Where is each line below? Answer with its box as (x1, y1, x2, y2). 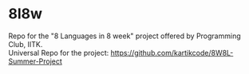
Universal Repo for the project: (8, 48, 109, 57)
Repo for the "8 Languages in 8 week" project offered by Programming (8, 31, 241, 41)
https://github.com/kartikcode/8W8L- (110, 48, 234, 57)
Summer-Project (8, 56, 62, 66)
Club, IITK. (8, 39, 43, 49)
